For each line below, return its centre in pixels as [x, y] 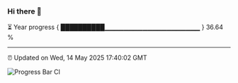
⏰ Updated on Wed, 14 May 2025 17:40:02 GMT [77, 58]
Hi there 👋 [25, 11]
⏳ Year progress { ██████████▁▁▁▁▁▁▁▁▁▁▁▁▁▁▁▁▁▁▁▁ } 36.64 [115, 27]
